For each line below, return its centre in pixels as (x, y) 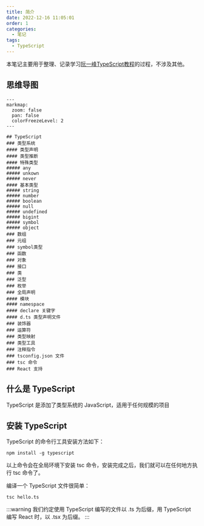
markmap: (17, 105)
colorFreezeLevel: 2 (38, 121)
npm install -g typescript (40, 453)
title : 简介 (20, 12)
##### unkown (23, 173)
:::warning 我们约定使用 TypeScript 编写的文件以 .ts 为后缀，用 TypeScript (99, 510)
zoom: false (27, 110)
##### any (19, 168)
